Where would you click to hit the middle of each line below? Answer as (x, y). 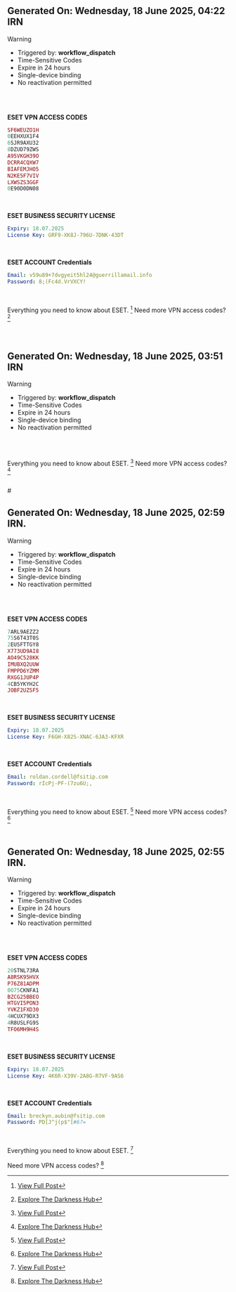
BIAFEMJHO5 (23, 169)
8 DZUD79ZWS (23, 150)
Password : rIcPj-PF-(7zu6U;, (50, 783)
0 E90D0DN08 (23, 189)
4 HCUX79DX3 (23, 1016)
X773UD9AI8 (23, 652)
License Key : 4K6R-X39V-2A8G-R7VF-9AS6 (66, 1076)
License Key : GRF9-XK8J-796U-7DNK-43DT (66, 235)
